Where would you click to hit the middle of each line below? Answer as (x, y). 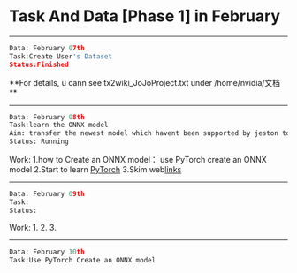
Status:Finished (39, 64)
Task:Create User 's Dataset (61, 56)
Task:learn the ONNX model (59, 125)
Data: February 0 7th (47, 48)
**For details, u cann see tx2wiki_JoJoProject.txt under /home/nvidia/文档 (145, 82)
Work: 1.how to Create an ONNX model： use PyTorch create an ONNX (138, 160)
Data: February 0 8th (47, 117)
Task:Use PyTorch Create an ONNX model (83, 260)
